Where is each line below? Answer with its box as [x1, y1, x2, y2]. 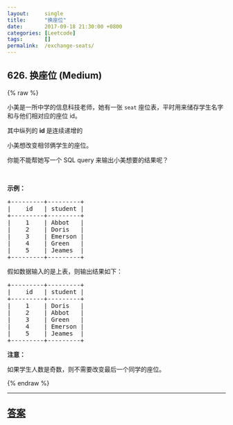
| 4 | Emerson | [7, 322, 85, 330]
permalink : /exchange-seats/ [7, 42, 95, 49]
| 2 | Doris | [7, 225, 85, 233]
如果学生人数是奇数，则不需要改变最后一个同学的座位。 [7, 365, 165, 373]
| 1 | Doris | [7, 302, 85, 309]
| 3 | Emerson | [7, 232, 85, 240]
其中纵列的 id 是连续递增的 [7, 126, 83, 135]
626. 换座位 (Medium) [7, 70, 103, 82]
